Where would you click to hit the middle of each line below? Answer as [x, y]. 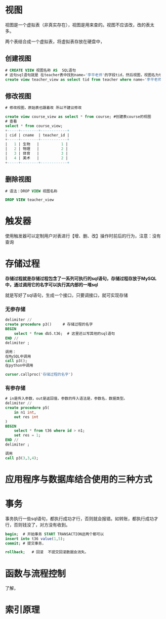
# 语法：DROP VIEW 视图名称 [31, 191]
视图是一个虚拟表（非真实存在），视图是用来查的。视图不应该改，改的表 [78, 25]
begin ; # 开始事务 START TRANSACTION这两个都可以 [55, 534]
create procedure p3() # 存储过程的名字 [49, 324]
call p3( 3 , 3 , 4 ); [22, 458]
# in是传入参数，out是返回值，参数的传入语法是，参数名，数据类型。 [66, 398]
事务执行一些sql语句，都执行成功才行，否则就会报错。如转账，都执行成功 [80, 518]
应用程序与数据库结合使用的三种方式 [79, 479]
